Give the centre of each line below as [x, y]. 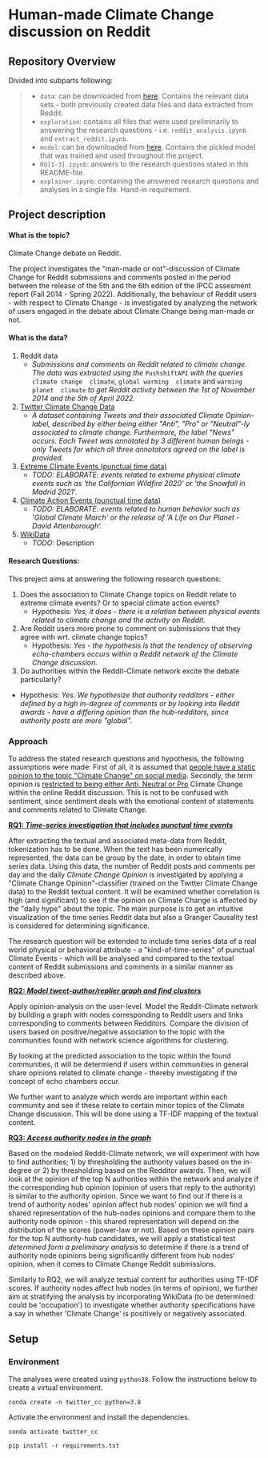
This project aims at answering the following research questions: [115, 579]
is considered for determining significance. [79, 926]
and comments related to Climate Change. [78, 809]
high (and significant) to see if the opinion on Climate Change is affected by [133, 900]
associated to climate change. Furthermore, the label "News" [133, 432]
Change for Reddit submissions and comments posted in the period [120, 277]
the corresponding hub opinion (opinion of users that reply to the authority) [132, 1187]
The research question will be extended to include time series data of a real [133, 942]
